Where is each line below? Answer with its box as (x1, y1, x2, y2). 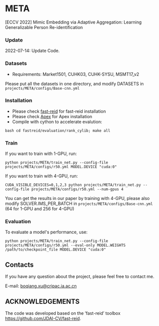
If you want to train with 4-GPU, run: (5, 173, 78, 179)
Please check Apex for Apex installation (12, 113, 92, 119)
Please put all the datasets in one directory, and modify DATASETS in (5, 80, 144, 86)
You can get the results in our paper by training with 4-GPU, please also (5, 196, 150, 201)
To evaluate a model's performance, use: (5, 229, 88, 235)
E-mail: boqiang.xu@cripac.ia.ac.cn (5, 283, 77, 289)
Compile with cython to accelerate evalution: (12, 119, 102, 125)
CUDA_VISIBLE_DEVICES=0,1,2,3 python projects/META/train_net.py (5, 182, 141, 188)
